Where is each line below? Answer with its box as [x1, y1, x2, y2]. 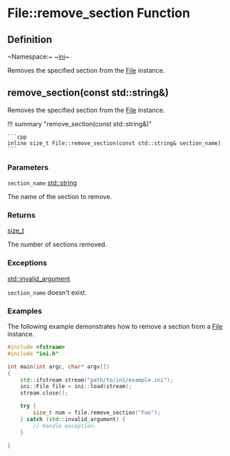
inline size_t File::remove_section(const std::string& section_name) [7, 139, 221, 147]
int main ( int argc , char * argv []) [7, 363, 110, 370]
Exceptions [7, 258, 48, 268]
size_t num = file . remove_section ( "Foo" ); [33, 409, 161, 416]
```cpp [7, 133, 27, 141]
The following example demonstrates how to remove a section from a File [7, 323, 223, 330]
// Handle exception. [33, 422, 98, 430]
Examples [7, 305, 43, 315]
